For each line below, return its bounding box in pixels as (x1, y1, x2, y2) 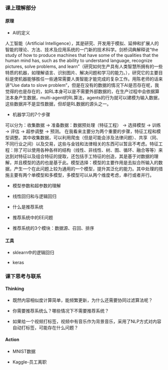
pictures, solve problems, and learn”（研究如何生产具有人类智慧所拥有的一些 (5, 63, 163, 69)
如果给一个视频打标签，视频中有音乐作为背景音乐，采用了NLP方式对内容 (12, 319, 161, 325)
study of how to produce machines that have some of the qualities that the (5, 52, 158, 58)
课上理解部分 (5, 4, 36, 11)
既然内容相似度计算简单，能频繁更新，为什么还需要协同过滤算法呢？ (12, 297, 153, 303)
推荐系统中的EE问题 (12, 215, 53, 221)
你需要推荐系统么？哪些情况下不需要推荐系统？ (12, 308, 109, 314)
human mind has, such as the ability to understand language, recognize (5, 57, 152, 63)
